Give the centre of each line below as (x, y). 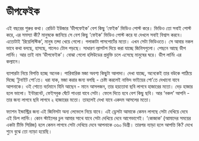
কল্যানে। (14, 61)
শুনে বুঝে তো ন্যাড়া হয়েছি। (29, 131)
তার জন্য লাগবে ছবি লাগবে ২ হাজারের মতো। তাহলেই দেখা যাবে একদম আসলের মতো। (79, 100)
